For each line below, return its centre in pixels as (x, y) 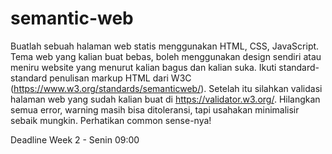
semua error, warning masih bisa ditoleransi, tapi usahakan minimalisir (155, 109)
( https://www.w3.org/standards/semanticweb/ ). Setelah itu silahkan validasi (166, 88)
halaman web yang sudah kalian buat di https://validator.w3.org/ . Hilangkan (165, 99)
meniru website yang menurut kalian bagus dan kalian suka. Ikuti (143, 67)
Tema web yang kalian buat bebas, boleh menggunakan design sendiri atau (166, 56)
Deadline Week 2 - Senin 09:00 (75, 139)
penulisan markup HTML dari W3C (120, 78)
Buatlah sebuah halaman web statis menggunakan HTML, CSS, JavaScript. (165, 46)
